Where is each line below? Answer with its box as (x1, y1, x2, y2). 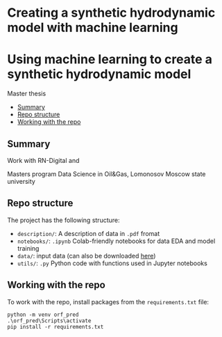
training (17, 244, 40, 252)
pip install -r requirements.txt (7, 323, 104, 330)
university (7, 177, 36, 185)
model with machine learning (7, 19, 178, 36)
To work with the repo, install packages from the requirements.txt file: (7, 297, 210, 306)
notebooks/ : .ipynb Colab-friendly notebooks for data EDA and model (17, 237, 216, 245)
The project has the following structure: (7, 216, 120, 224)
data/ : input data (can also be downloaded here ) (17, 251, 156, 260)
